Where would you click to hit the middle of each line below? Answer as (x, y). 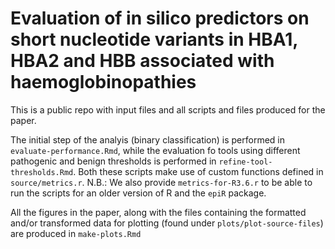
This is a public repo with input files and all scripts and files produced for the (168, 109)
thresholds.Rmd (42, 172)
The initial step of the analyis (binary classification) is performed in (148, 139)
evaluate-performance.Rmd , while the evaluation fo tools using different (155, 150)
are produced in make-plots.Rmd (76, 233)
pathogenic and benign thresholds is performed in (113, 161)
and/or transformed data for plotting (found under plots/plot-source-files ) (167, 223)
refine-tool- (245, 162)
